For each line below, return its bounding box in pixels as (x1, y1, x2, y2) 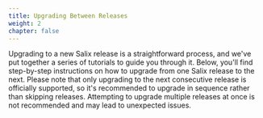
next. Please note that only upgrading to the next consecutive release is (8, 74, 247, 85)
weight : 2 (8, 19, 42, 27)
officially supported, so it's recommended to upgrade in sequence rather (8, 83, 250, 93)
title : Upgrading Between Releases (8, 11, 128, 20)
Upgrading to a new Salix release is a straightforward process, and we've (8, 49, 252, 59)
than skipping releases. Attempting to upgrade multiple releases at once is (8, 92, 256, 102)
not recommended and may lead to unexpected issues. (8, 100, 192, 110)
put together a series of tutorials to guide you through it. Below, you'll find (8, 57, 253, 67)
